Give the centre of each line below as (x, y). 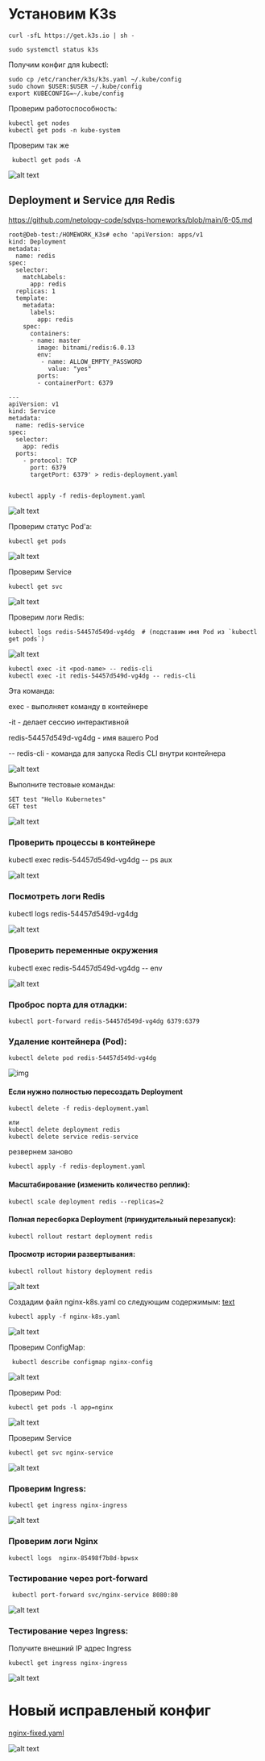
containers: (50, 333)
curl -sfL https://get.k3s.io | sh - (72, 35)
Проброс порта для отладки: (68, 1004)
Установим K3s (62, 14)
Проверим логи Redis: (46, 617)
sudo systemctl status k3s (54, 49)
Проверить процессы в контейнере (82, 842)
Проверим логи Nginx (53, 1542)
